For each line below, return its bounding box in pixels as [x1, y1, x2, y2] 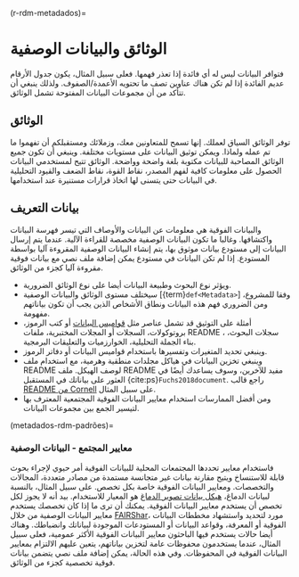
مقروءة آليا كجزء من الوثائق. [10, 262, 103, 273]
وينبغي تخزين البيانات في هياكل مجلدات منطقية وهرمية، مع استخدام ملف [22, 355, 263, 366]
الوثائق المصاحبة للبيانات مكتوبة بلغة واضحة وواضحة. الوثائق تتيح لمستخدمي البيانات [10, 155, 284, 166]
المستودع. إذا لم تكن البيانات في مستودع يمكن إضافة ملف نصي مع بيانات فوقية [10, 252, 271, 263]
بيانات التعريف [10, 201, 79, 216]
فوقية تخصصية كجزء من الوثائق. [10, 556, 116, 567]
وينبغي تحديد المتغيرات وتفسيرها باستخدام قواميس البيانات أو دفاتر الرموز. [22, 345, 268, 356]
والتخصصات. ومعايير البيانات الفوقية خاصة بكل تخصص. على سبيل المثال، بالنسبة [10, 481, 275, 491]
